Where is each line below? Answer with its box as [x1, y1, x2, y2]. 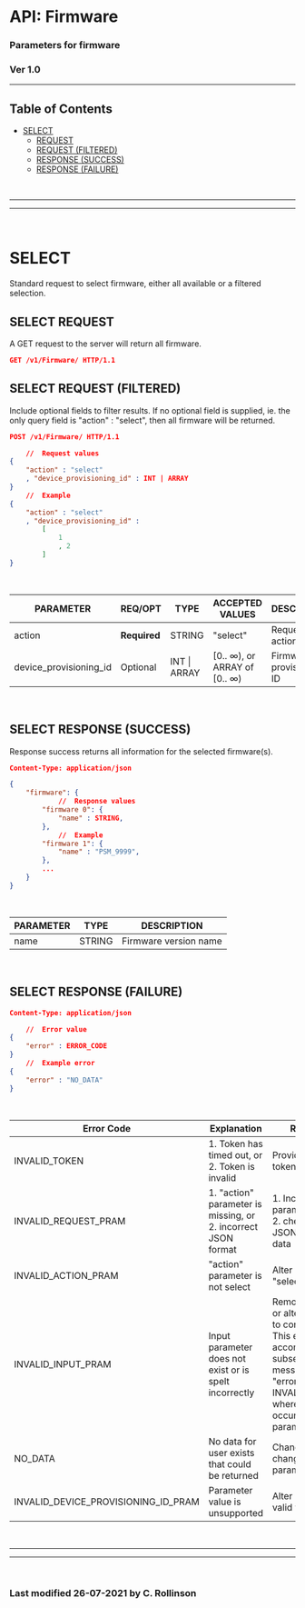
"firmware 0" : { [42, 805, 103, 814]
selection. [9, 288, 46, 299]
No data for [208, 1434, 257, 1447]
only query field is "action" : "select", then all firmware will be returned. [9, 414, 276, 425]
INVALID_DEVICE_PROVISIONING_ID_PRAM [14, 1495, 200, 1508]
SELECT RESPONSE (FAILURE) [9, 984, 183, 1000]
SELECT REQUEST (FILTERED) [9, 381, 182, 396]
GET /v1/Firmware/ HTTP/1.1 [9, 355, 116, 365]
